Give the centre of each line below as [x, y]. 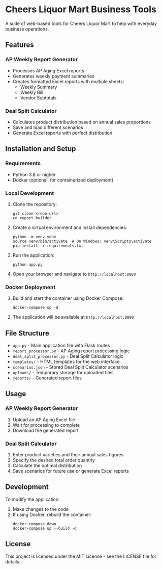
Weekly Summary [39, 87]
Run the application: [34, 255]
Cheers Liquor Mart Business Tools [81, 9]
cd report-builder [32, 218]
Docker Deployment [30, 287]
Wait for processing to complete [46, 425]
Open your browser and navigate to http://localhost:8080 [74, 274]
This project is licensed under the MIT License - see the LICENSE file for [81, 556]
